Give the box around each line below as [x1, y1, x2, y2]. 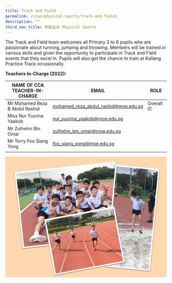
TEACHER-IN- [12, 87, 44, 93]
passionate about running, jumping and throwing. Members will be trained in [5, 44, 166, 51]
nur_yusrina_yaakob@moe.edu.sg [52, 115, 123, 122]
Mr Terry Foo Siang [7, 138, 48, 144]
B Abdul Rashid [7, 106, 40, 112]
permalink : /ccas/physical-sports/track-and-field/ [5, 13, 118, 19]
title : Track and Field [5, 8, 56, 13]
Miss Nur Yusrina [7, 113, 44, 119]
